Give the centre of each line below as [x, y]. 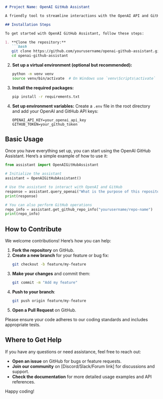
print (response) [21, 196]
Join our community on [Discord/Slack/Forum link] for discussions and [83, 366]
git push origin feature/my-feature [49, 301]
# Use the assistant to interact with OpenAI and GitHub [64, 187]
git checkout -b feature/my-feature [49, 264]
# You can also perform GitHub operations [49, 205]
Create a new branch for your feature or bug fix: [60, 255]
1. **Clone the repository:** [36, 42]
